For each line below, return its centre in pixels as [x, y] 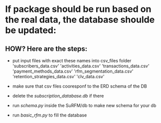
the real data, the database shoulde [80, 20]
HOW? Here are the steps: [46, 49]
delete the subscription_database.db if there [58, 96]
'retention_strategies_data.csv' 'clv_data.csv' [58, 76]
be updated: [31, 30]
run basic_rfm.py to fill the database [50, 115]
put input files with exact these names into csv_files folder [72, 61]
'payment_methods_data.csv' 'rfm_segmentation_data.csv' [73, 71]
